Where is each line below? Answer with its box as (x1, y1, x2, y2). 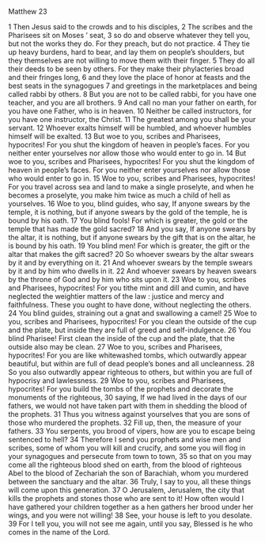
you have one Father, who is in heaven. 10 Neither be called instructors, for (8, 106, 252, 116)
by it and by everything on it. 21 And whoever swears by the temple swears (8, 258, 253, 267)
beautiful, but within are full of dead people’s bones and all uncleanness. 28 (8, 359, 255, 368)
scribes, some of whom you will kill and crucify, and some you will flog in (8, 443, 246, 453)
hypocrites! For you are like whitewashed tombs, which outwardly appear (8, 350, 248, 360)
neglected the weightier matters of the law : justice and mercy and (8, 292, 225, 300)
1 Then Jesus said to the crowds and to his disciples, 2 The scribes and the (8, 22, 253, 31)
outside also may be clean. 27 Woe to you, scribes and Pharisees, (8, 342, 223, 351)
